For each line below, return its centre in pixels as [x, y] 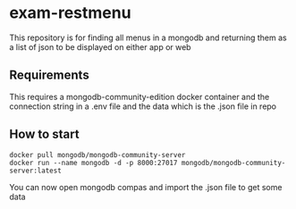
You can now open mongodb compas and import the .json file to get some [146, 187]
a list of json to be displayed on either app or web [100, 46]
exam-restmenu [70, 13]
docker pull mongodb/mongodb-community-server [97, 155]
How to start [44, 134]
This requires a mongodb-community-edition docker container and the [140, 96]
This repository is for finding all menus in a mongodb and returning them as [148, 38]
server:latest [36, 171]
